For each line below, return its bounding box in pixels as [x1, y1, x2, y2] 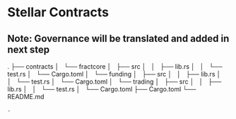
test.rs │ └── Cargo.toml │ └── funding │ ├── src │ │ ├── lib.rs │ [7, 70, 221, 78]
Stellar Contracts [7, 4, 110, 21]
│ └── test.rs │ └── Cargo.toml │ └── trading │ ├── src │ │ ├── [7, 77, 222, 86]
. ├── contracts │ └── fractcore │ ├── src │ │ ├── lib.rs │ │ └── [7, 62, 223, 71]
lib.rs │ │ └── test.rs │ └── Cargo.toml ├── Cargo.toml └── [7, 85, 196, 93]
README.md [7, 93, 45, 101]
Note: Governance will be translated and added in [7, 33, 230, 45]
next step [7, 43, 50, 55]
